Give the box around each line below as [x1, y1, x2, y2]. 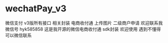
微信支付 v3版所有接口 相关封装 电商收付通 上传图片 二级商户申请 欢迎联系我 [5, 20, 163, 26]
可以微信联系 [5, 32, 32, 38]
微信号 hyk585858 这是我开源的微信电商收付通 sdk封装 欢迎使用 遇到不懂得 [5, 26, 161, 32]
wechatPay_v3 [5, 3, 67, 14]
